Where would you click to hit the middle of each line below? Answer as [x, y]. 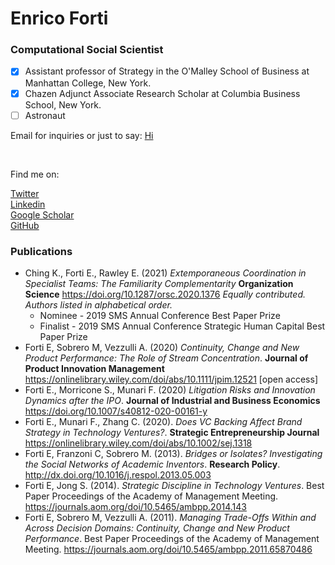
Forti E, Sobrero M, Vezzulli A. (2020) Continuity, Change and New [162, 347]
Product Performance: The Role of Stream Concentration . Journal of [166, 358]
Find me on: [35, 174]
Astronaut [45, 115]
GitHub [25, 225]
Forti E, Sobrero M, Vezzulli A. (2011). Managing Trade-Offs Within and [170, 517]
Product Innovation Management [94, 368]
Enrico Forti [59, 18]
